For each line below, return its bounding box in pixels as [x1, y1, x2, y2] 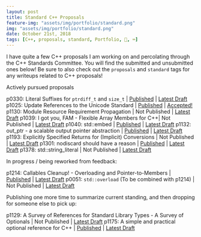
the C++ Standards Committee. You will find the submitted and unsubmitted [6, 59, 193, 66]
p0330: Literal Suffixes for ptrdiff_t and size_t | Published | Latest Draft [6, 95, 188, 102]
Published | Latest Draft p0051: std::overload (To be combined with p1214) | [6, 176, 195, 183]
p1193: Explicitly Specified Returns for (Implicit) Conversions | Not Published [6, 133, 194, 141]
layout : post [6, 8, 39, 15]
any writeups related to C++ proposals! [6, 72, 103, 79]
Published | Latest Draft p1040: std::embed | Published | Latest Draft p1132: [6, 121, 191, 127]
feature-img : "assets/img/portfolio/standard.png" [6, 20, 136, 26]
